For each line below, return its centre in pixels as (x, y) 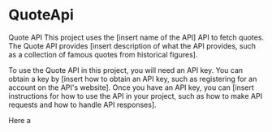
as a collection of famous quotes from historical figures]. (103, 54)
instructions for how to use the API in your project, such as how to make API (135, 96)
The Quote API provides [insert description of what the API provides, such (132, 45)
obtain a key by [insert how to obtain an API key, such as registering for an (133, 79)
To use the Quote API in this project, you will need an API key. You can (126, 70)
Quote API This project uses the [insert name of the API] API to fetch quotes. (136, 37)
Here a (19, 120)
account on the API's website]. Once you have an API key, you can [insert (131, 87)
